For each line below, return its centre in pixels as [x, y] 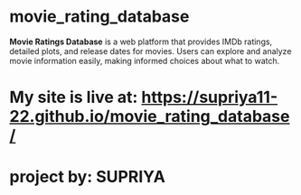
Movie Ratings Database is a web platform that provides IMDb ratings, [141, 42]
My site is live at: [74, 97]
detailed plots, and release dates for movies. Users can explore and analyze [150, 51]
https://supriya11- [210, 97]
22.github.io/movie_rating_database [150, 117]
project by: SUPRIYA [87, 177]
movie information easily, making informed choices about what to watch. [145, 60]
